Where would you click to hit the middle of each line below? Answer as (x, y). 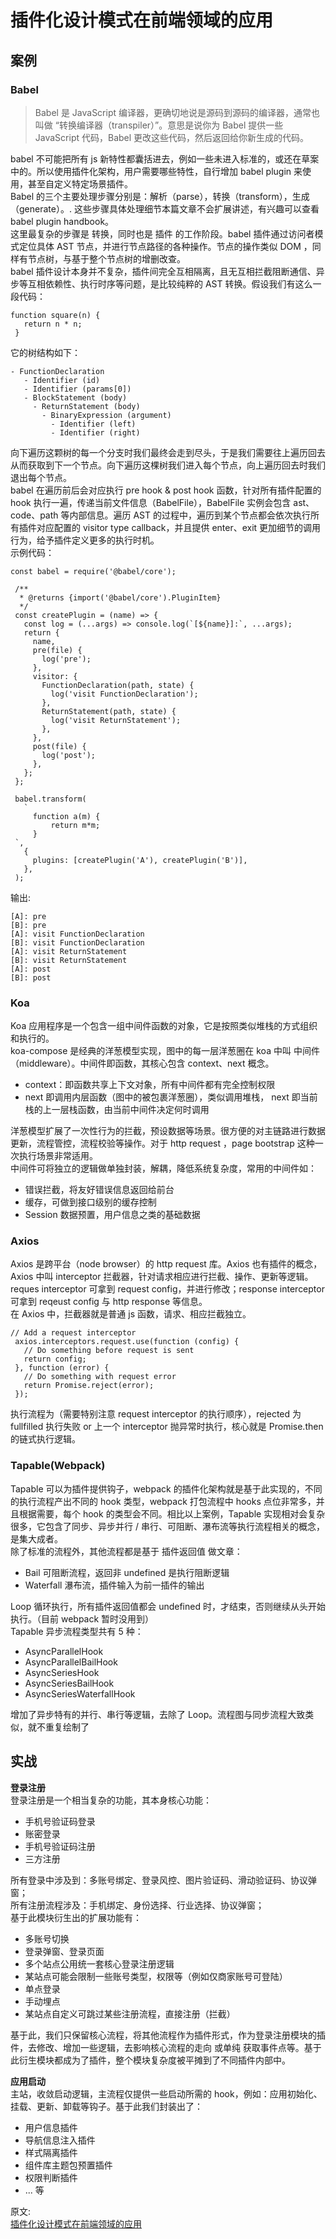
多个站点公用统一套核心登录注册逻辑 (99, 1963)
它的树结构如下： (45, 352)
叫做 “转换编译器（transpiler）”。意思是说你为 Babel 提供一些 (159, 125)
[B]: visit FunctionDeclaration (77, 942)
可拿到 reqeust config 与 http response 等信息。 (109, 1302)
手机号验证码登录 (60, 1821)
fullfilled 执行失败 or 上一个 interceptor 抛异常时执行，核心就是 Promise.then (167, 1427)
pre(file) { (57, 650)
